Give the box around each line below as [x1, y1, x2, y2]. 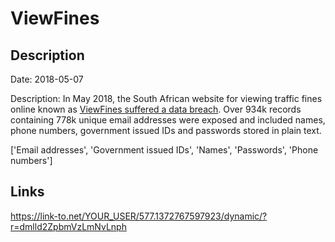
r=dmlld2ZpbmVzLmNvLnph [10, 220, 127, 232]
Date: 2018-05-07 [10, 73, 84, 85]
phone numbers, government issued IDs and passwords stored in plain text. [10, 125, 322, 136]
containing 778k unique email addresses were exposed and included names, [10, 114, 326, 126]
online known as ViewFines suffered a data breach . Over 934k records [10, 103, 302, 115]
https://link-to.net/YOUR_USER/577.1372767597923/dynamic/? [10, 210, 268, 222]
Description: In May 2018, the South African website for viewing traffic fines [10, 93, 323, 104]
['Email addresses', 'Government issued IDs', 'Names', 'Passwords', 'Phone [10, 144, 319, 156]
